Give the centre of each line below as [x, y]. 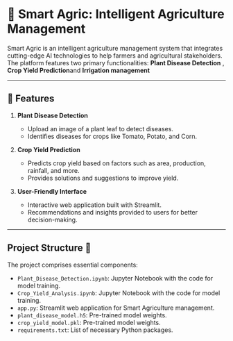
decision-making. [52, 219]
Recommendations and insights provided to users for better [113, 212]
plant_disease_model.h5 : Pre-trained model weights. [92, 315]
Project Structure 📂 [49, 248]
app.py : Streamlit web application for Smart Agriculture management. [116, 308]
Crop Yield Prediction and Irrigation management [79, 70]
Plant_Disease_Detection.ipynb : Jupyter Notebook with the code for [115, 278]
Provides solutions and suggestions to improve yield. [103, 178]
